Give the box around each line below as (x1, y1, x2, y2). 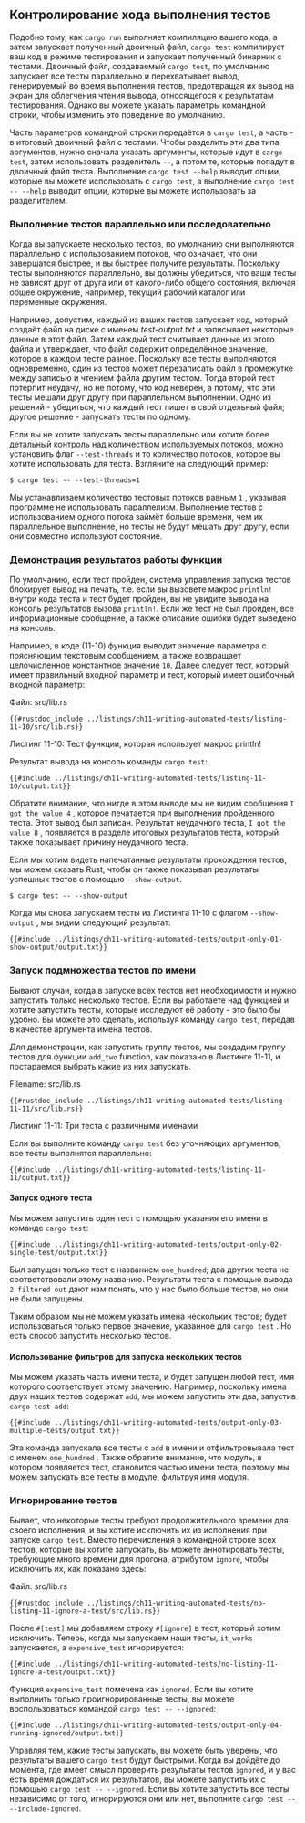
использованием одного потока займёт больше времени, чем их (9, 511, 264, 522)
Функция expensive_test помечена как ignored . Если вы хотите (9, 1684, 254, 1695)
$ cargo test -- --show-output (9, 891, 128, 901)
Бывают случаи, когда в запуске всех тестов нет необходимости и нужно (9, 985, 297, 996)
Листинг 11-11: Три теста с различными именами (9, 1120, 198, 1131)
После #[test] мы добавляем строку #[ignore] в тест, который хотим (9, 1623, 280, 1634)
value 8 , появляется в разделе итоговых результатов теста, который (9, 827, 280, 838)
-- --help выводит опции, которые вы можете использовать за (9, 184, 257, 195)
